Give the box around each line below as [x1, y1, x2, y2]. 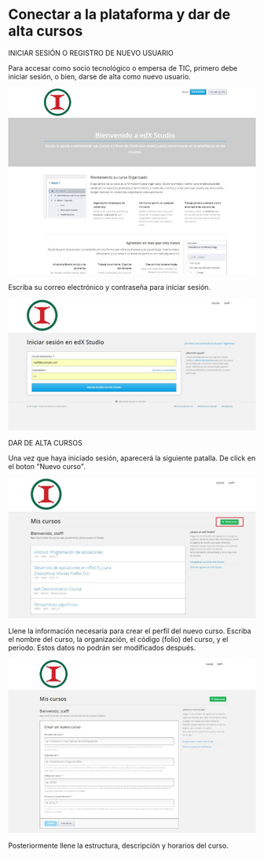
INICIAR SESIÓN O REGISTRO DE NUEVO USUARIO [8, 48, 174, 57]
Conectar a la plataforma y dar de [8, 5, 231, 24]
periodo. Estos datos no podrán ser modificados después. [8, 643, 196, 653]
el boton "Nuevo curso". [8, 462, 86, 471]
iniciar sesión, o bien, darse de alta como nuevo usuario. [8, 71, 191, 81]
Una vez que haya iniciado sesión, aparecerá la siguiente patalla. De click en [8, 453, 256, 463]
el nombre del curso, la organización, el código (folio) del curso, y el [8, 635, 229, 644]
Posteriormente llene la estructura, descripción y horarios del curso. [8, 841, 229, 850]
